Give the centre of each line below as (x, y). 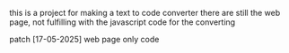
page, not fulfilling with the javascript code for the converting (123, 22)
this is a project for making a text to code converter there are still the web (145, 13)
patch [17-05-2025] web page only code (84, 39)
